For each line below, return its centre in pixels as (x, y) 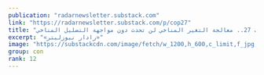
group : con (26, 52)
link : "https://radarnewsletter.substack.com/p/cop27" (100, 23)
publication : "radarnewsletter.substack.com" (84, 15)
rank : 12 (22, 59)
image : (19, 45)
